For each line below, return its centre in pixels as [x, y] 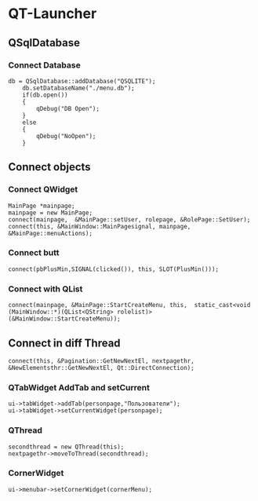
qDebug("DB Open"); [68, 108]
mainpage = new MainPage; [50, 213]
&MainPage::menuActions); [50, 233]
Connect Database [44, 65]
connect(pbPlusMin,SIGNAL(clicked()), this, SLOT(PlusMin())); [114, 269]
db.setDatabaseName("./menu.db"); [78, 88]
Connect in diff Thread [64, 343]
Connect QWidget [43, 189]
